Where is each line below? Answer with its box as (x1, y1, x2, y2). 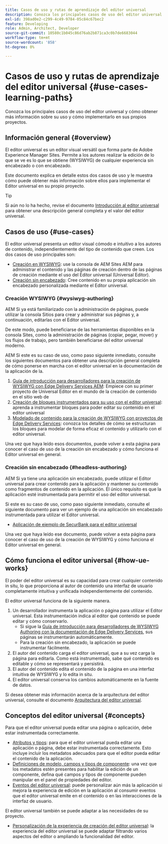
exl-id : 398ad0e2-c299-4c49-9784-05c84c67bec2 (5, 17, 104, 22)
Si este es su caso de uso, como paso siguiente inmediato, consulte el (5, 501, 150, 507)
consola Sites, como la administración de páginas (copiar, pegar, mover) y (5, 332, 158, 338)
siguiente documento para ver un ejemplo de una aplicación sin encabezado (5, 506, 162, 512)
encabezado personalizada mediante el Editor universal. (12, 282, 128, 288)
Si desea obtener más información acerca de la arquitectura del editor (5, 691, 149, 697)
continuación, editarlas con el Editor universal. (5, 317, 100, 323)
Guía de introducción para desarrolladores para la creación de (12, 378, 141, 384)
